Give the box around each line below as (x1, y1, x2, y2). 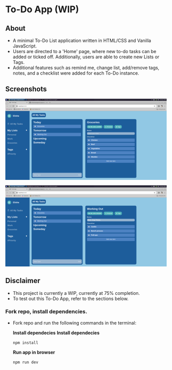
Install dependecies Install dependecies (12, 330, 100, 336)
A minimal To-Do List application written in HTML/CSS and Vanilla (12, 37, 152, 43)
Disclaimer (5, 276, 40, 285)
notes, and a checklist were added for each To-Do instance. (12, 70, 139, 76)
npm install (12, 340, 38, 345)
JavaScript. (12, 43, 37, 49)
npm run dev (12, 359, 38, 365)
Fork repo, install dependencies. (5, 308, 88, 315)
